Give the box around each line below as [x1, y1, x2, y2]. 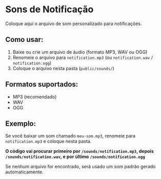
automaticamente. [5, 169, 44, 175]
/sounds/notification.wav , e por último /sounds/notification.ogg [5, 153, 145, 160]
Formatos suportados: [5, 80, 78, 89]
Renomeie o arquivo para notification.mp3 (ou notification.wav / [12, 54, 153, 60]
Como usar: [5, 35, 44, 44]
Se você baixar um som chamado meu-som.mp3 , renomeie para [5, 133, 136, 139]
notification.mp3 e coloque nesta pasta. [5, 138, 92, 144]
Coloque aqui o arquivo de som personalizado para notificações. [5, 20, 142, 27]
